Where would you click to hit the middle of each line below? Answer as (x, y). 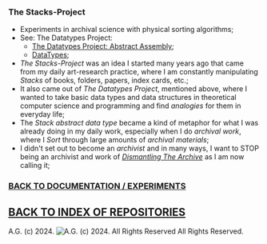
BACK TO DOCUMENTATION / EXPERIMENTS (97, 186)
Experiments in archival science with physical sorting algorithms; (127, 30)
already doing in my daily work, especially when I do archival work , (130, 131)
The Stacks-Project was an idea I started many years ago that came (132, 63)
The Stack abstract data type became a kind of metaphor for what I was (139, 123)
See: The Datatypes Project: (66, 38)
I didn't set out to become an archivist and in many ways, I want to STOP (139, 148)
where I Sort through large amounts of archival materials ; (114, 140)
